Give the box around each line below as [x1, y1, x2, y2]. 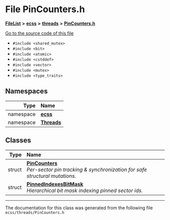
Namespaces [5, 87, 48, 96]
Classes [5, 136, 31, 145]
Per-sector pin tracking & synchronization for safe [26, 166, 147, 173]
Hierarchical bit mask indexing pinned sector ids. [26, 187, 143, 194]
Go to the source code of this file [5, 30, 74, 36]
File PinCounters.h [5, 4, 85, 15]
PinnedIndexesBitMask [26, 180, 83, 188]
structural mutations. [26, 172, 76, 179]
